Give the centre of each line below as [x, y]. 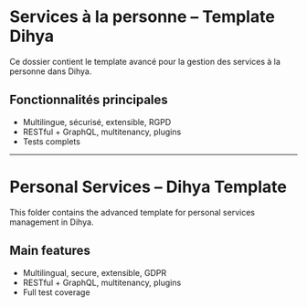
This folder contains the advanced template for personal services [132, 212]
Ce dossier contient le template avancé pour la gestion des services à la [145, 61]
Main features [50, 251]
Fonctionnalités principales [89, 100]
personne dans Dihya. [51, 71]
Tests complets [51, 141]
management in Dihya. [52, 222]
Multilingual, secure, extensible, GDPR [95, 272]
